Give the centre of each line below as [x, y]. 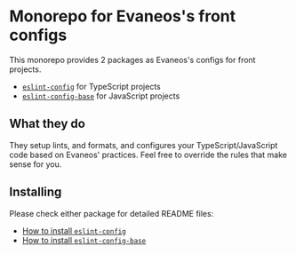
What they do [48, 124]
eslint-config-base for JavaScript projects [101, 96]
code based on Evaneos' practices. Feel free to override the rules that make [148, 155]
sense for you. [36, 164]
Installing [36, 192]
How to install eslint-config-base [84, 240]
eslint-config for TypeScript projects [92, 86]
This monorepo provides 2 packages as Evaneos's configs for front [132, 60]
